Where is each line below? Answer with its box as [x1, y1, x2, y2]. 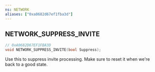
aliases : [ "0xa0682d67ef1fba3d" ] [5, 12, 73, 17]
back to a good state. [5, 62, 48, 68]
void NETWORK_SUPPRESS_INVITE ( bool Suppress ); [5, 48, 101, 52]
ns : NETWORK [5, 7, 29, 12]
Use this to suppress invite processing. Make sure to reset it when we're [5, 56, 150, 62]
